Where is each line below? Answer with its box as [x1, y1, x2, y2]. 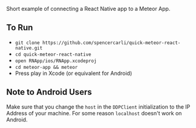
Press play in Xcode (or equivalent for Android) [15, 69, 132, 77]
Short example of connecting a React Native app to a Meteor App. [6, 5, 171, 12]
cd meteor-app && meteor [15, 64, 78, 70]
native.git [15, 45, 43, 51]
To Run [6, 22, 33, 33]
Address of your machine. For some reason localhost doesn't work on [6, 109, 182, 117]
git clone [15, 39, 41, 46]
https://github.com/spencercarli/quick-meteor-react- [42, 39, 181, 46]
